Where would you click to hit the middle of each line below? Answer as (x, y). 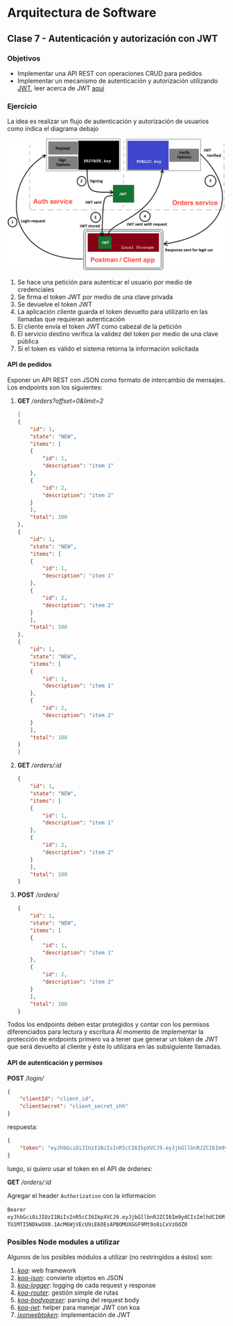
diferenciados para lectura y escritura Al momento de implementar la (105, 1032)
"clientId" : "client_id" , (57, 1099)
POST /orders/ (38, 895)
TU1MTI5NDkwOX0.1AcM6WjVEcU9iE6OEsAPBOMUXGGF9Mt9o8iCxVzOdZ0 (97, 1224)
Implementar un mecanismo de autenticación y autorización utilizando (118, 81)
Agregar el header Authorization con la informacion (81, 1195)
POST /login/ (26, 1078)
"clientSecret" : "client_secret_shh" (74, 1107)
